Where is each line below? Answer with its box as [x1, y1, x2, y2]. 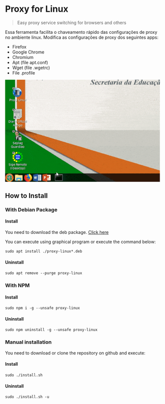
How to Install [5, 191, 48, 200]
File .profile [12, 70, 35, 76]
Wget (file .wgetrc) [12, 65, 50, 71]
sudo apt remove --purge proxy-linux [5, 271, 82, 276]
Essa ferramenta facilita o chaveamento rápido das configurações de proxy [5, 29, 158, 35]
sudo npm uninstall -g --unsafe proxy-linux [5, 328, 98, 332]
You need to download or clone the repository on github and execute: [5, 350, 146, 356]
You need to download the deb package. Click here [5, 229, 109, 235]
